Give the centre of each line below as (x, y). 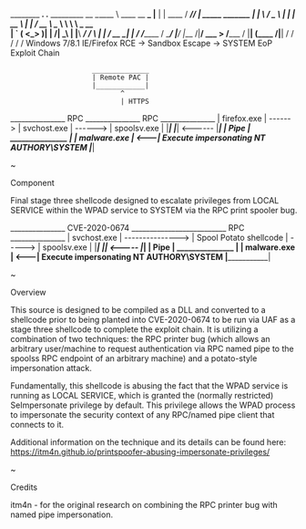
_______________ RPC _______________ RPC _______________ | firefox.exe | (139, 118)
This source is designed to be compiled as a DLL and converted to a (138, 310)
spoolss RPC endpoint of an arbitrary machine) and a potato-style (134, 358)
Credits (24, 487)
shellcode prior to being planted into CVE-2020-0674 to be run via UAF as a (153, 320)
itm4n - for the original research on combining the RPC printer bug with (144, 505)
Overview (28, 292)
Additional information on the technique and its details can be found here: (148, 442)
